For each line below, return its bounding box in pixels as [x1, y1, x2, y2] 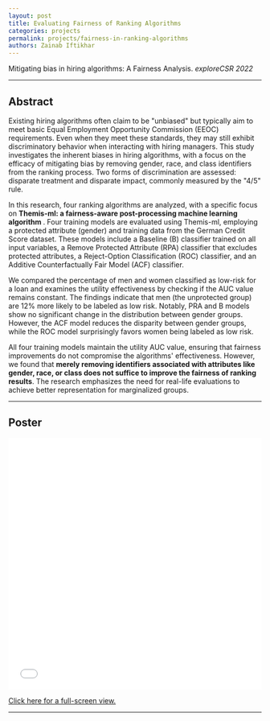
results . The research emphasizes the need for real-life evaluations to [8, 376, 240, 386]
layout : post [8, 11, 52, 20]
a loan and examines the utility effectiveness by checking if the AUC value [8, 283, 254, 294]
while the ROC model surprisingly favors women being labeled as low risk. [8, 327, 255, 336]
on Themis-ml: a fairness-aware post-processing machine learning [8, 208, 239, 218]
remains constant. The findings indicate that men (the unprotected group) [8, 292, 252, 302]
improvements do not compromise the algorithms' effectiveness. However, [8, 351, 256, 360]
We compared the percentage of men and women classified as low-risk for [8, 275, 257, 285]
